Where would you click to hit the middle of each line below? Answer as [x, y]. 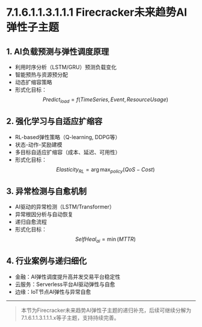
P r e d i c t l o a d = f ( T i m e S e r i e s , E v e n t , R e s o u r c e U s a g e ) [105, 100]
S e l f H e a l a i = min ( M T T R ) [106, 240]
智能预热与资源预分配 [41, 75]
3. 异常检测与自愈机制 [47, 191]
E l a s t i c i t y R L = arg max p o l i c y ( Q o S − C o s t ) [106, 170]
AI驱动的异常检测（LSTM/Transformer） [65, 207]
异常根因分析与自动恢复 [44, 214]
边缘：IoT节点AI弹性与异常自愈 [53, 291]
